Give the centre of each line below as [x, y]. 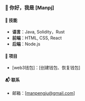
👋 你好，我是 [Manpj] [30, 7]
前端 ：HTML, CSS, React [37, 38]
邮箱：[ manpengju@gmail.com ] [43, 93]
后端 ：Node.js [26, 44]
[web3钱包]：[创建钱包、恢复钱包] [46, 68]
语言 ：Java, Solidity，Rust [38, 32]
